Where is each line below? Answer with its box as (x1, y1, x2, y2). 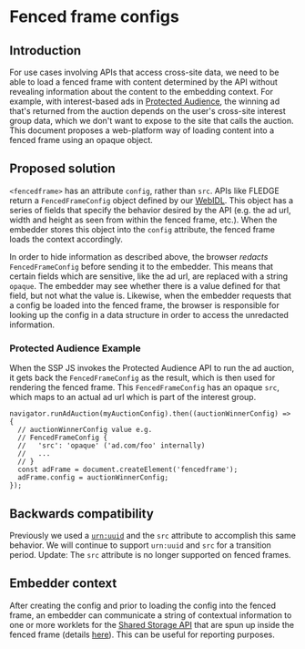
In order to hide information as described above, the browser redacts (9, 251, 269, 262)
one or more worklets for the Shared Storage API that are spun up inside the (9, 619, 294, 630)
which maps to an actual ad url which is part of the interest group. (9, 392, 257, 403)
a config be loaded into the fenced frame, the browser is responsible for (9, 299, 280, 311)
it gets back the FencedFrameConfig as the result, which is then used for (9, 372, 276, 384)
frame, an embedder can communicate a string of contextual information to (9, 609, 292, 621)
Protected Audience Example (9, 342, 141, 355)
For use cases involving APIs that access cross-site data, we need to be (9, 67, 280, 77)
